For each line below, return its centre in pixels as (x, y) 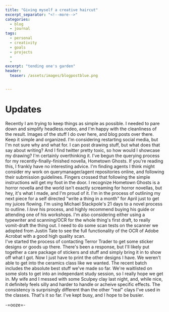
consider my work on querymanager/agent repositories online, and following (85, 172)
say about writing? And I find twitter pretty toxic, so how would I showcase (83, 150)
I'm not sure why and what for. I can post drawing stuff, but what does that (83, 145)
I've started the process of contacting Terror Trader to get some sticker (79, 241)
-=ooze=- (15, 305)
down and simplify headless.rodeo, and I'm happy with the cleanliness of (81, 129)
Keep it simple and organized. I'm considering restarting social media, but (82, 139)
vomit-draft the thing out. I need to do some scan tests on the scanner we (82, 225)
